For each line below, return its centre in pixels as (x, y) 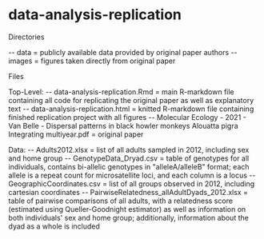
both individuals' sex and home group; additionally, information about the (129, 217)
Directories (26, 37)
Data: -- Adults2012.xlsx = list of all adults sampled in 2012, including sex (129, 149)
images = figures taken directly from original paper (92, 61)
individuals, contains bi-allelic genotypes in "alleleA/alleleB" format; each (129, 166)
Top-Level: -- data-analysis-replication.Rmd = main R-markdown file (121, 92)
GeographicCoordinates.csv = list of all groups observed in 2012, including (132, 183)
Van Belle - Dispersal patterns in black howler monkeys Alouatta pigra (123, 125)
